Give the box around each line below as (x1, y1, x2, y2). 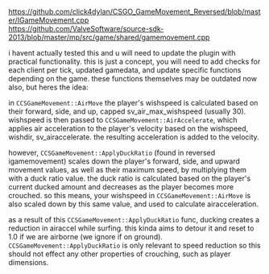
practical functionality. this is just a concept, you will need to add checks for (8, 56, 261, 66)
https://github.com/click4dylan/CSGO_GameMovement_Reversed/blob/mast (8, 7, 261, 16)
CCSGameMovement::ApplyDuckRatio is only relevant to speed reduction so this (8, 241, 261, 250)
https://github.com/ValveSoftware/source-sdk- (8, 24, 164, 33)
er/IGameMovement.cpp (8, 15, 89, 25)
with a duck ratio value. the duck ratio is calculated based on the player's (8, 173, 251, 183)
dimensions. (8, 258, 49, 267)
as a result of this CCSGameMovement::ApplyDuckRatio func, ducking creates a (8, 215, 260, 224)
